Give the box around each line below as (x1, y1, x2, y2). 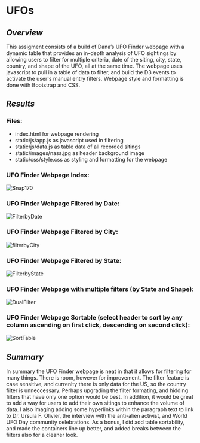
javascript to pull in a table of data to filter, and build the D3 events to (6, 69, 176, 75)
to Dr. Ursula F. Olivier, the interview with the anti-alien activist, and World (6, 412, 187, 420)
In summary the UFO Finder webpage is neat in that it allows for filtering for (6, 368, 192, 375)
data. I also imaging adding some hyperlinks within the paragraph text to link (6, 406, 194, 413)
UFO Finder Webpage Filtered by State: (6, 256, 122, 265)
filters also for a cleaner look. (6, 432, 78, 439)
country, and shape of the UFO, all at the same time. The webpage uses (6, 62, 183, 69)
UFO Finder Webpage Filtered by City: (6, 228, 118, 236)
